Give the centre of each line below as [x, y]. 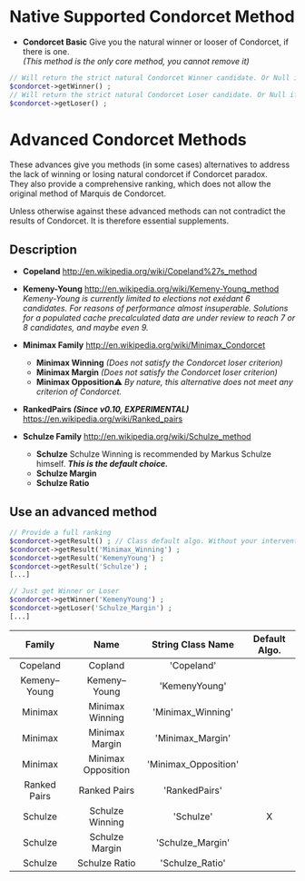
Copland [107, 665]
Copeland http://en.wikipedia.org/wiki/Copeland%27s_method [140, 272]
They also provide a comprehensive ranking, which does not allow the [140, 184]
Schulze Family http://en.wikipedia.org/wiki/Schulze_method [137, 437]
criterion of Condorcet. [79, 391]
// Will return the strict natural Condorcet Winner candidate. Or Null [150, 78]
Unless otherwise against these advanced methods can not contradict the [148, 212]
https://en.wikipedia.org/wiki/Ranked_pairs [103, 419]
